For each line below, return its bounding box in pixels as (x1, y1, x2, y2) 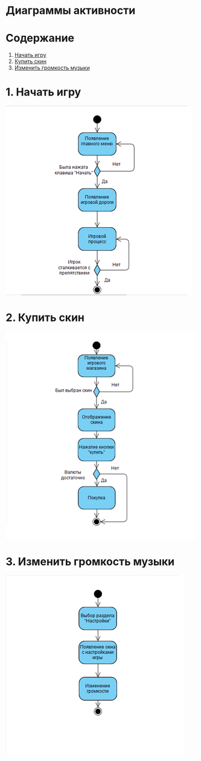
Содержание (5, 31, 75, 45)
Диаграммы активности (5, 4, 136, 18)
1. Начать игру (5, 85, 81, 99)
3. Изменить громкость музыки (5, 555, 175, 569)
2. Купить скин (5, 311, 85, 325)
